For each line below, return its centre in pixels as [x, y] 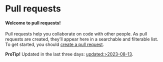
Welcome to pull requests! [33, 22]
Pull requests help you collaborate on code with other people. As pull [76, 34]
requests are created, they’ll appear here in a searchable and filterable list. [82, 39]
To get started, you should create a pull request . [54, 44]
